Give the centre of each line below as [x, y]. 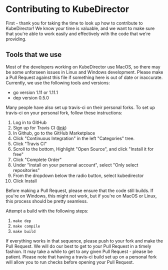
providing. [16, 39]
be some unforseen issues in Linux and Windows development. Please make [84, 72]
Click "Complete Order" [37, 159]
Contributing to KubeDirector [67, 9]
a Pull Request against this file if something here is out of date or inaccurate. [84, 77]
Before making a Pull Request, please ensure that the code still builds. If [79, 190]
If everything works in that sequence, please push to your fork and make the [84, 240]
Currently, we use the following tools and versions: [58, 82]
